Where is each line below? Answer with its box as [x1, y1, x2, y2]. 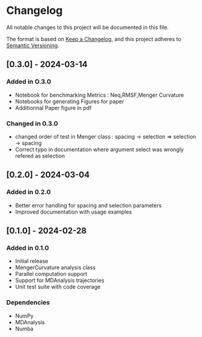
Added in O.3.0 [6, 77, 51, 86]
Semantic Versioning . [6, 42, 59, 49]
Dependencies [6, 298, 50, 307]
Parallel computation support [15, 270, 88, 278]
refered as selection [15, 152, 65, 159]
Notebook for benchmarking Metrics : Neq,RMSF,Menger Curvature [15, 91, 184, 99]
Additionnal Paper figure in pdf [15, 104, 92, 111]
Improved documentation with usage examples [15, 208, 132, 215]
